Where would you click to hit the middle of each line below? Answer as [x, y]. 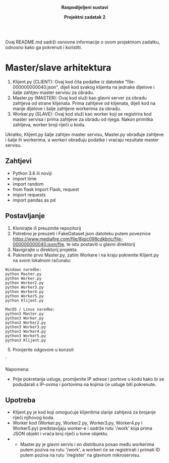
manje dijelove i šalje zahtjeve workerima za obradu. [67, 109]
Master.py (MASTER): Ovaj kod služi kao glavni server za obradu [80, 97]
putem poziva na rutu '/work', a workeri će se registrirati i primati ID [90, 450]
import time [24, 178]
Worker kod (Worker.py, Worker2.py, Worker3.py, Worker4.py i [77, 423]
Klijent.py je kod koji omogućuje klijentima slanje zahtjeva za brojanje [84, 412]
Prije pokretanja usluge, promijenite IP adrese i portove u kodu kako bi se [88, 379]
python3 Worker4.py [26, 331]
